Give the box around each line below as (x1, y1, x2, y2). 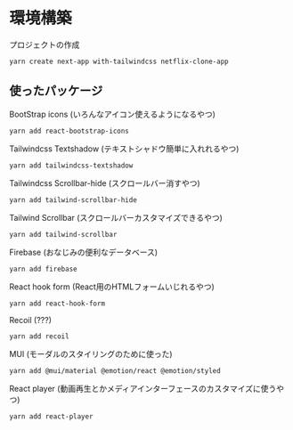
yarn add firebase (9, 264, 77, 273)
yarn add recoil (9, 331, 69, 341)
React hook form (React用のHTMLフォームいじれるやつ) (9, 281, 216, 292)
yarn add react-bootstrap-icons (9, 126, 129, 135)
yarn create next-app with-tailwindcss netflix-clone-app (9, 57, 229, 66)
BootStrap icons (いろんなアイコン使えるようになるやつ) (9, 109, 216, 119)
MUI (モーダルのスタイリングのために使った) (9, 348, 173, 359)
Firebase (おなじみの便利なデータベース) (9, 247, 159, 257)
